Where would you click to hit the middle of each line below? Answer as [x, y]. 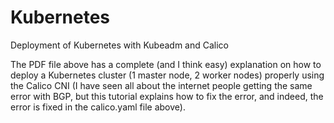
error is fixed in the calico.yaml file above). [98, 107]
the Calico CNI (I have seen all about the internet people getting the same [161, 85]
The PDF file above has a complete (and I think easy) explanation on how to [166, 64]
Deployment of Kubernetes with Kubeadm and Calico [120, 45]
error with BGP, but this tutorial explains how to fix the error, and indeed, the [167, 96]
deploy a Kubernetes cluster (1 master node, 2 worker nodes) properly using [167, 75]
